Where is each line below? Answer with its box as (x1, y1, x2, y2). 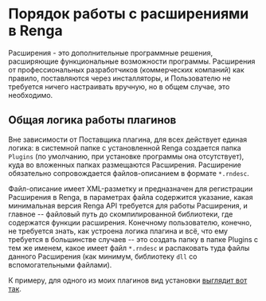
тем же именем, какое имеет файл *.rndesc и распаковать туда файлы (8, 243, 250, 252)
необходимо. (8, 90, 53, 100)
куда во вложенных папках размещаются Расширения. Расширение (8, 160, 241, 170)
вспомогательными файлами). (8, 260, 112, 269)
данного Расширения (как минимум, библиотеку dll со (8, 252, 198, 261)
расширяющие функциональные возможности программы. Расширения (8, 57, 256, 66)
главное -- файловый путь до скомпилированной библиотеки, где (8, 209, 233, 219)
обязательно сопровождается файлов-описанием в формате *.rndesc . (8, 168, 249, 178)
